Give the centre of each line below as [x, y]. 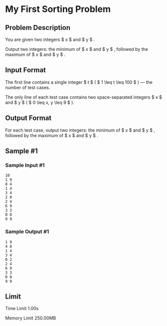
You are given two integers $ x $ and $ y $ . [50, 39]
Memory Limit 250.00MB [31, 318]
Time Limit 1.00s [22, 309]
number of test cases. [28, 87]
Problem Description [38, 28]
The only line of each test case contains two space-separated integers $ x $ [83, 97]
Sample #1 [22, 151]
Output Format [28, 118]
